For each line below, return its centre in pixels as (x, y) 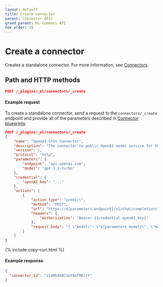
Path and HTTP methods (43, 80)
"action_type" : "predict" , (58, 200)
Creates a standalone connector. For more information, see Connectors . (77, 65)
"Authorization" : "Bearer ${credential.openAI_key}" (94, 218)
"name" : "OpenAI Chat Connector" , (49, 141)
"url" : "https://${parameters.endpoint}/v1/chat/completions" (95, 209)
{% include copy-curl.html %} (35, 250)
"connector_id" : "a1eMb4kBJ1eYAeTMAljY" (51, 275)
